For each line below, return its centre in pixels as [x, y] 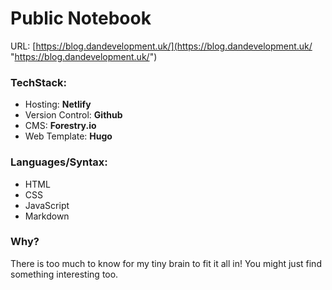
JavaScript [47, 205]
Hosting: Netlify [58, 104]
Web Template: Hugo [68, 136]
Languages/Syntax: [59, 162]
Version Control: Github [73, 115]
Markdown [47, 216]
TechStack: [39, 82]
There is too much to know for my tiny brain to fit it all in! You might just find [166, 263]
